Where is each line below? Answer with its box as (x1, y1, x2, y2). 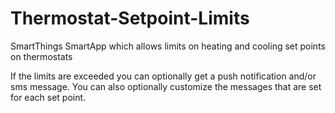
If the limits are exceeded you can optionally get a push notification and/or (10, 70, 317, 82)
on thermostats (10, 50, 73, 62)
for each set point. (10, 91, 87, 103)
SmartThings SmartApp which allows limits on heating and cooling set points (10, 40, 326, 52)
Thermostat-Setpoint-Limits (10, 7, 250, 30)
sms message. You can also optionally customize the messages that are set (10, 80, 322, 92)
